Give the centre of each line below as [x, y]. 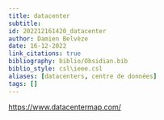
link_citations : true [45, 54]
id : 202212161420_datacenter [57, 31]
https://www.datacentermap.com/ [65, 107]
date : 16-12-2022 [38, 46]
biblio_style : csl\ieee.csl [56, 69]
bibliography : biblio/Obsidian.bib [68, 62]
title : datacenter [39, 16]
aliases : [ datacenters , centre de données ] [83, 76]
